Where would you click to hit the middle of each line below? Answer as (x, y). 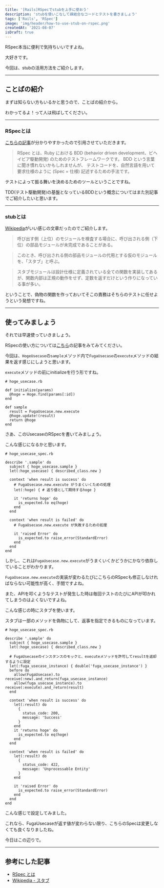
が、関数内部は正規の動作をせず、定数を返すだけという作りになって (85, 278)
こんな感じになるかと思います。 (37, 444)
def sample (16, 407)
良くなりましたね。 (37, 830)
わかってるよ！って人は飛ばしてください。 (48, 112)
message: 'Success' (42, 718)
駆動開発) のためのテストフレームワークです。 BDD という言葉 (92, 159)
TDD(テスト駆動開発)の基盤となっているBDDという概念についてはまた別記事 (82, 192)
